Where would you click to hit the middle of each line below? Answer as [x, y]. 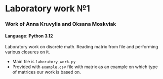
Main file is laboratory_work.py [44, 62]
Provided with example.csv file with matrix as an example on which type [85, 67]
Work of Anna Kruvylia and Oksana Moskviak [61, 24]
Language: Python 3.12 [29, 36]
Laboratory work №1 [48, 9]
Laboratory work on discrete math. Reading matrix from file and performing [82, 47]
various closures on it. [28, 52]
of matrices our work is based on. [46, 72]
